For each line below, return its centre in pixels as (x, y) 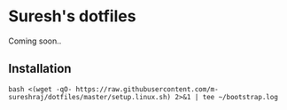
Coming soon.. (35, 41)
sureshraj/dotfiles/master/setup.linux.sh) (90, 97)
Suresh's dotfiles (72, 16)
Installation (40, 69)
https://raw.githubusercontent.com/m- (147, 89)
